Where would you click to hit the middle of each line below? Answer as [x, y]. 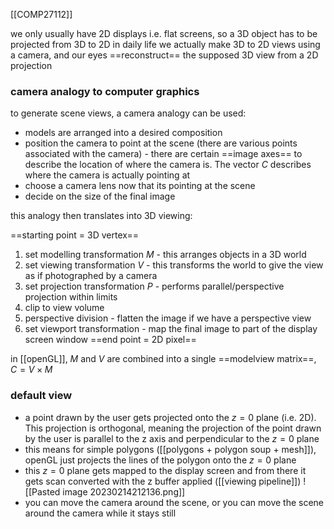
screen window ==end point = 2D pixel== [110, 340]
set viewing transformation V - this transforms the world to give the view [174, 265]
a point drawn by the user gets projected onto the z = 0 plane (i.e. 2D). [170, 417]
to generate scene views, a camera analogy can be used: [128, 113]
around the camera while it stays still [100, 513]
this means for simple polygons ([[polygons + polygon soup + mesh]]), [170, 449]
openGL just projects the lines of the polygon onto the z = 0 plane [160, 460]
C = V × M [31, 370]
